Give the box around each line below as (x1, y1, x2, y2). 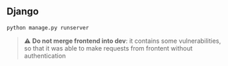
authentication (23, 51, 66, 60)
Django (6, 6, 40, 18)
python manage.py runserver (6, 24, 90, 31)
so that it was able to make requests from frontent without (23, 44, 193, 52)
